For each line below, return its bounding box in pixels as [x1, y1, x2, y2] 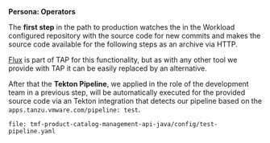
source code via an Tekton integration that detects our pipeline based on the [8, 96, 263, 105]
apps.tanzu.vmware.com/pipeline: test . [8, 104, 141, 114]
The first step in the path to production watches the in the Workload [8, 22, 235, 31]
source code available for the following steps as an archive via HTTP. [8, 39, 238, 49]
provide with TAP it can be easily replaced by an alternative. [8, 63, 207, 73]
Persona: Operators [8, 7, 76, 16]
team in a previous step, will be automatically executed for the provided [8, 88, 246, 97]
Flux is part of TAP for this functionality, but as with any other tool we [8, 55, 238, 64]
